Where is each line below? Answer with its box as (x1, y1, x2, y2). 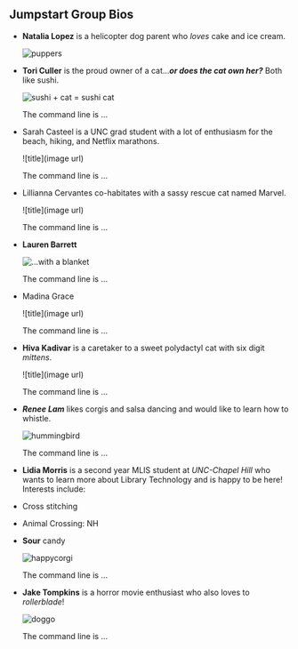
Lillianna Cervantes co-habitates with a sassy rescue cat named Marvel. (21, 187, 286, 198)
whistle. (21, 413, 52, 423)
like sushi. (21, 75, 60, 85)
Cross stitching (21, 501, 78, 511)
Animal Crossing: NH (21, 517, 100, 528)
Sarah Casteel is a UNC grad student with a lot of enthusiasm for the (21, 126, 273, 137)
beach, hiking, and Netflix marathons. (21, 135, 160, 146)
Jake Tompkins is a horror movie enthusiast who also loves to (21, 587, 251, 597)
